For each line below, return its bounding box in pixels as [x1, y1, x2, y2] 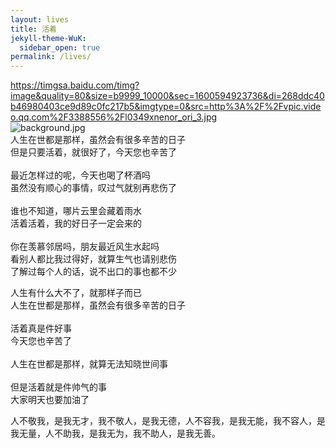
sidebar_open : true [19, 42, 101, 53]
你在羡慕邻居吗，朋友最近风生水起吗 [10, 241, 160, 253]
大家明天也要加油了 [10, 394, 90, 406]
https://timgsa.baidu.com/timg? [10, 79, 140, 91]
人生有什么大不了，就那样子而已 [10, 287, 142, 299]
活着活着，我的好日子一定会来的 [10, 217, 142, 230]
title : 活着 [10, 24, 57, 34]
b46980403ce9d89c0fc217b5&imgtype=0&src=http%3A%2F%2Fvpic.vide [10, 101, 322, 113]
